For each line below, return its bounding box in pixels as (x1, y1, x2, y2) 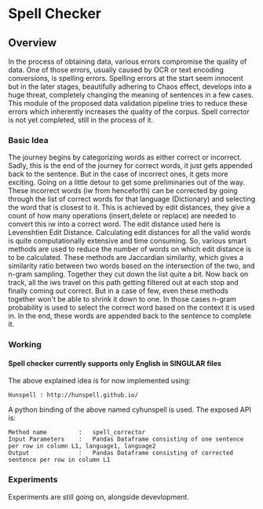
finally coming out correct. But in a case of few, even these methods (8, 286, 229, 295)
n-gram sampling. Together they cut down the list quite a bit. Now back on (8, 269, 249, 279)
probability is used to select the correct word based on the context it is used (8, 303, 255, 313)
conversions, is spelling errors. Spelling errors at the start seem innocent (8, 74, 243, 82)
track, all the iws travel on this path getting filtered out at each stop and (8, 278, 239, 287)
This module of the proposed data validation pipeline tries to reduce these (8, 99, 248, 108)
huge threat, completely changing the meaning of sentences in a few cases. (8, 90, 254, 99)
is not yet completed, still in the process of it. (8, 115, 154, 124)
